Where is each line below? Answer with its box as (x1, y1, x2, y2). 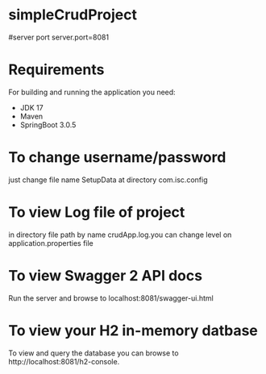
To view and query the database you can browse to (8, 348, 179, 358)
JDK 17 (19, 102, 44, 112)
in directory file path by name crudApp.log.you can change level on (8, 230, 232, 239)
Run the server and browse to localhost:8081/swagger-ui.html (8, 293, 214, 303)
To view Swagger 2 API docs (8, 266, 203, 285)
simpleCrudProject (8, 6, 137, 24)
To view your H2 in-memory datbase (8, 321, 258, 339)
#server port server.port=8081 (8, 32, 110, 42)
